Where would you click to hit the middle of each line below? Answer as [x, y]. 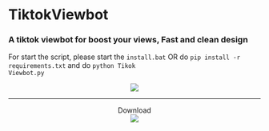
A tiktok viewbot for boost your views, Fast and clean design [128, 40]
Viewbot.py [26, 73]
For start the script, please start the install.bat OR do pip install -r [124, 57]
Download [134, 110]
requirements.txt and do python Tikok [72, 65]
